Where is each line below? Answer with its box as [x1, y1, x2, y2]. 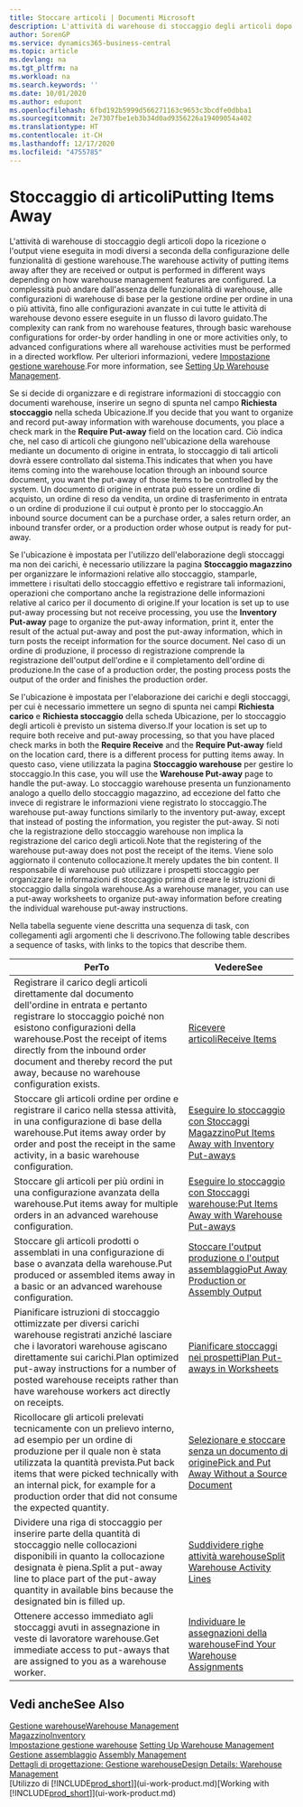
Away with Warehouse [188, 1208, 282, 1221]
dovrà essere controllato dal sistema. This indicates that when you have [9, 454, 273, 465]
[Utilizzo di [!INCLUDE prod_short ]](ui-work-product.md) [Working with [9, 1778, 270, 1789]
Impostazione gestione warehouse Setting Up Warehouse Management [9, 1740, 275, 1751]
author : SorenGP [9, 30, 70, 39]
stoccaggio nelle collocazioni [14, 1538, 138, 1550]
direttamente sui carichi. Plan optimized [14, 1351, 179, 1363]
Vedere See [215, 960, 263, 973]
